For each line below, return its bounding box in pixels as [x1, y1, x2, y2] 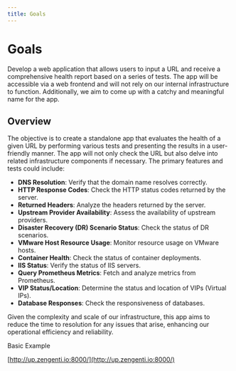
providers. [17, 216, 48, 225]
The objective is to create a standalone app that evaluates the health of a [7, 134, 221, 143]
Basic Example [7, 342, 51, 350]
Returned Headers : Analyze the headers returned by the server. [17, 200, 206, 210]
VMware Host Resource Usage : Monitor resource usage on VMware [17, 239, 219, 247]
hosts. [17, 246, 36, 254]
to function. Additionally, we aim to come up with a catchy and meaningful [7, 87, 225, 96]
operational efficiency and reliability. [7, 328, 114, 336]
